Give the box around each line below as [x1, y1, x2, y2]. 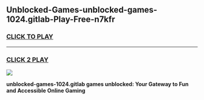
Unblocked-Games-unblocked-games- [6, 5, 158, 15]
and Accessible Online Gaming [6, 87, 86, 94]
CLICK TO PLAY [6, 33, 53, 41]
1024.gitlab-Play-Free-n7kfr [6, 15, 115, 25]
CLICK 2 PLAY [6, 55, 49, 64]
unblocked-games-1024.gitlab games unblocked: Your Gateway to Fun [6, 80, 189, 87]
